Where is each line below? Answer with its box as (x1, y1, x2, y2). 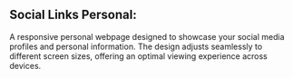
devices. (9, 60, 42, 71)
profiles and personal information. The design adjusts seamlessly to (9, 41, 263, 52)
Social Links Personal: (9, 7, 138, 23)
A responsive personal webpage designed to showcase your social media (9, 31, 285, 42)
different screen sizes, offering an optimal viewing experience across (9, 50, 268, 62)
